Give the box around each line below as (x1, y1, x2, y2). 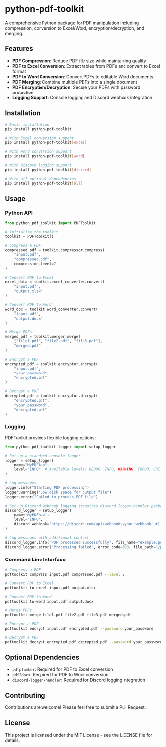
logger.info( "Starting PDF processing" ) (5, 485, 90, 490)
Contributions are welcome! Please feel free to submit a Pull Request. (5, 704, 146, 710)
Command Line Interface (5, 556, 66, 563)
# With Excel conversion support (5, 136, 74, 140)
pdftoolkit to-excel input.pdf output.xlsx (5, 585, 96, 591)
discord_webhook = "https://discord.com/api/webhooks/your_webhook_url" (14, 522, 163, 527)
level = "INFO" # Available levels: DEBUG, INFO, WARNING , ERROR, (14, 467, 152, 472)
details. (5, 737, 20, 743)
